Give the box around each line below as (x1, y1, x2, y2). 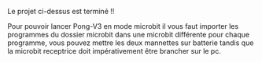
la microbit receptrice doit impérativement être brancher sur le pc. (7, 47, 221, 55)
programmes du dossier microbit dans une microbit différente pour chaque (7, 30, 249, 39)
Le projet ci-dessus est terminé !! (7, 7, 115, 16)
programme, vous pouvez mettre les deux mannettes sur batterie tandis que (7, 38, 254, 47)
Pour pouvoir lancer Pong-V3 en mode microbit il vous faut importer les (7, 22, 239, 30)
